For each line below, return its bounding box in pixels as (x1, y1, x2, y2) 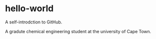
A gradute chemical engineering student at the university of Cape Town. (5, 28, 152, 34)
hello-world (5, 3, 54, 14)
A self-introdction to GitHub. (5, 19, 62, 25)
